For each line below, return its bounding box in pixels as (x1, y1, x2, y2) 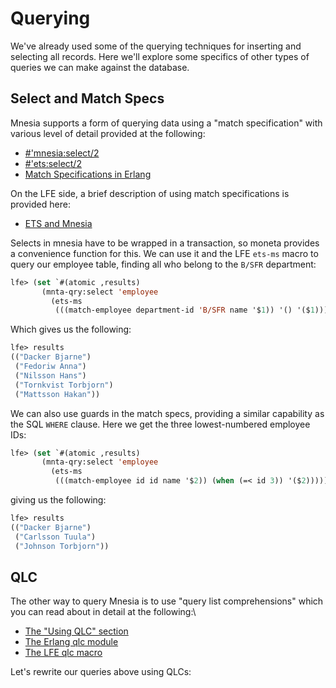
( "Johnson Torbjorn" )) (14, 541, 110, 551)
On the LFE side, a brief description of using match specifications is (10, 187, 290, 199)
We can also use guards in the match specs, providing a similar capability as (10, 407, 325, 419)
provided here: (10, 198, 71, 210)
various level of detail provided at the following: (10, 127, 206, 139)
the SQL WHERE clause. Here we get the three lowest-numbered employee (10, 418, 311, 430)
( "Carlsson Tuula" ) (14, 532, 97, 542)
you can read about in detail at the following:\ (10, 606, 197, 618)
